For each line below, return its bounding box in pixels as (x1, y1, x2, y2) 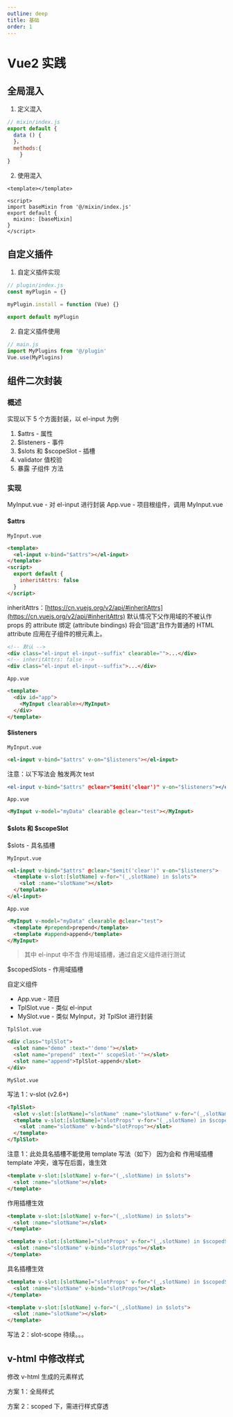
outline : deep (7, 10, 49, 17)
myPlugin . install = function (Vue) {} (7, 301, 119, 308)
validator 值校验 (17, 455, 62, 464)
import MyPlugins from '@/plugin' (7, 347, 107, 354)
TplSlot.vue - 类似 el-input (17, 1003, 92, 1012)
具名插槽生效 (7, 1265, 44, 1273)
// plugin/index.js (7, 282, 64, 289)
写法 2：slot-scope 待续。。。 (7, 1331, 88, 1339)
